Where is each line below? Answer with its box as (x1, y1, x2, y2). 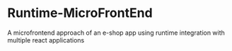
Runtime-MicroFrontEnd (7, 5, 153, 21)
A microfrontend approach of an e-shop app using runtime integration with (7, 28, 225, 37)
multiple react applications (7, 35, 85, 44)
